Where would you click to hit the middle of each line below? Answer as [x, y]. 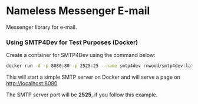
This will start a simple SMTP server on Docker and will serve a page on [93, 77]
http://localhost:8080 [32, 83]
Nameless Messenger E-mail [78, 11]
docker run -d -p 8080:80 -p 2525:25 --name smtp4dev [74, 66]
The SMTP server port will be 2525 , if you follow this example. [82, 95]
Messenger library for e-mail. [42, 27]
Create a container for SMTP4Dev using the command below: [81, 55]
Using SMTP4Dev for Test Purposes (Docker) [72, 42]
